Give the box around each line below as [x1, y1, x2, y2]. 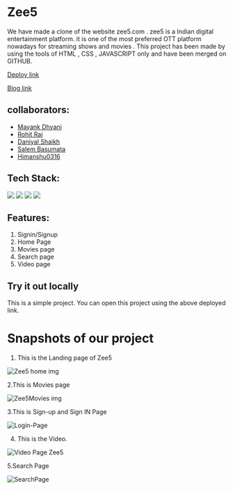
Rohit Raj [17, 130, 43, 138]
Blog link [7, 84, 33, 92]
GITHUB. [7, 56, 33, 65]
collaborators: [7, 104, 70, 116]
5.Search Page [7, 461, 49, 470]
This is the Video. [17, 435, 67, 443]
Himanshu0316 [17, 152, 61, 160]
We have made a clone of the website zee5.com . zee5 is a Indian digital [7, 27, 214, 36]
